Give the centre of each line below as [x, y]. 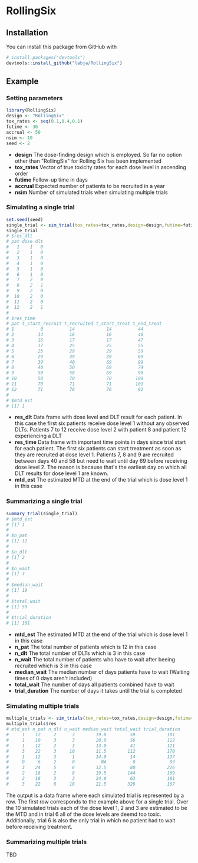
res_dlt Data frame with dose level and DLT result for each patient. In [98, 417]
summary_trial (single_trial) [42, 513]
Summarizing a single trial [44, 501]
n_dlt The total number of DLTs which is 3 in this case [80, 653]
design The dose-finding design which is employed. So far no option [98, 154]
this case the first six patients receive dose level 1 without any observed [102, 423]
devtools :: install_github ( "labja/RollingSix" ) [64, 63]
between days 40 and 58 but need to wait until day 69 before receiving [101, 461]
